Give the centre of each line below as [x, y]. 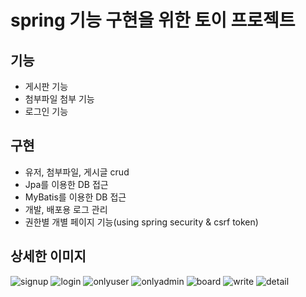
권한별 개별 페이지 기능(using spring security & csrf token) [141, 222]
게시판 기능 [46, 86]
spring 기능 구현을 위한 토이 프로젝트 [153, 20]
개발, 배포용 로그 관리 [66, 209]
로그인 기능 [46, 111]
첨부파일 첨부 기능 [59, 99]
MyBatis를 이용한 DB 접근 [75, 197]
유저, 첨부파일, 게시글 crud [77, 172]
